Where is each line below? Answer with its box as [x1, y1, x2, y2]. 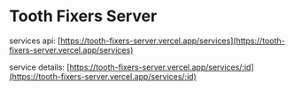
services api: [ [9, 35, 61, 46]
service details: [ [9, 62, 70, 72]
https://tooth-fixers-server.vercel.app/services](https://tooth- [60, 35, 285, 46]
